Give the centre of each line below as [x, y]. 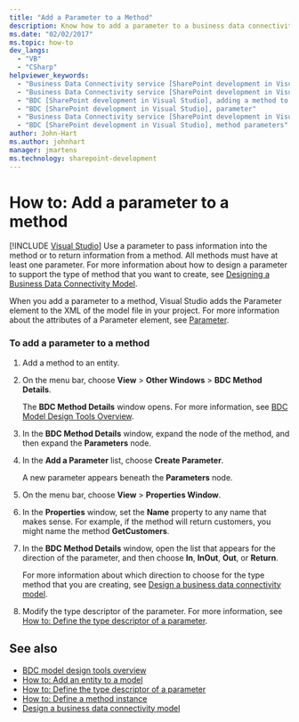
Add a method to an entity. [71, 363]
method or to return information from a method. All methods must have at [144, 256]
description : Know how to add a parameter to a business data [127, 26]
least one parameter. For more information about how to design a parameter [148, 265]
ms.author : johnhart [48, 142]
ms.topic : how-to [41, 42]
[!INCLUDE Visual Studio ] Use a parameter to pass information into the [138, 246]
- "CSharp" [37, 68]
